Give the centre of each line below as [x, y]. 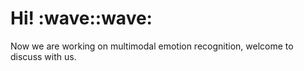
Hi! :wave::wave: [81, 18]
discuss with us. [43, 56]
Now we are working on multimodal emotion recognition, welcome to [152, 46]
